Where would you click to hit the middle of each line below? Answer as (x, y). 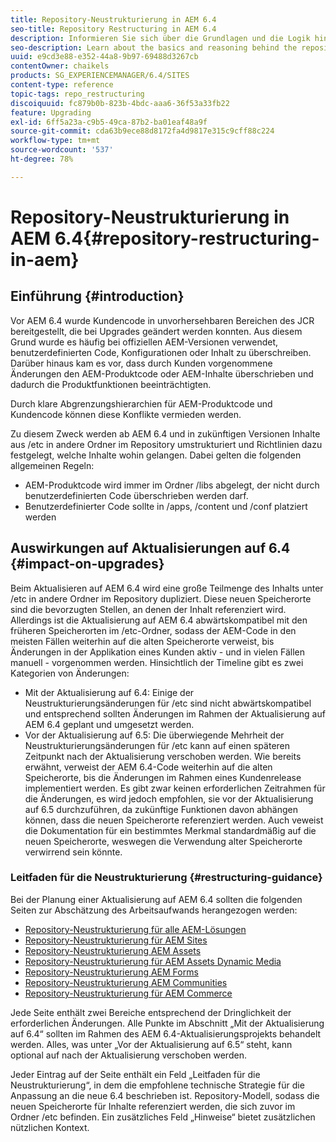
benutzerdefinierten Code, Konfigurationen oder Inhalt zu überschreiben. (161, 352)
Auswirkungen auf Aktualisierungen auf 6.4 (150, 548)
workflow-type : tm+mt (55, 141)
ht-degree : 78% (42, 159)
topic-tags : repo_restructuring (77, 94)
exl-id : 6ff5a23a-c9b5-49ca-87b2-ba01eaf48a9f (109, 122)
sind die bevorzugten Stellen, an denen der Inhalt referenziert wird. (148, 609)
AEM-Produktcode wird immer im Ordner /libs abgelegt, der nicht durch (172, 485)
